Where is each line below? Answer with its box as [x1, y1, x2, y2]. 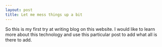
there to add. [5, 36, 32, 43]
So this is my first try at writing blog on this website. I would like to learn [5, 26, 155, 32]
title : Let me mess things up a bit [5, 12, 83, 17]
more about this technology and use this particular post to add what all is [5, 31, 157, 37]
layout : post [5, 7, 33, 13]
